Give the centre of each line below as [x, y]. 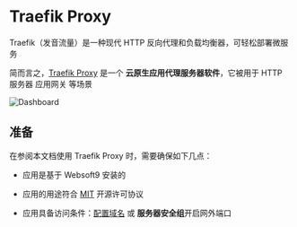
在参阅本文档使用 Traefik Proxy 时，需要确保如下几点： [111, 155]
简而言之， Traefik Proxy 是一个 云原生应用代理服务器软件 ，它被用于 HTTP [146, 73]
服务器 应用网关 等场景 [51, 83]
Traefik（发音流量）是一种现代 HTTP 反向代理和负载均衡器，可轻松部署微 [145, 42]
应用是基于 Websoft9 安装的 [74, 175]
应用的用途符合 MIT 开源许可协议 [83, 194]
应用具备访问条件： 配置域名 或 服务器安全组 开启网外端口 [127, 213]
